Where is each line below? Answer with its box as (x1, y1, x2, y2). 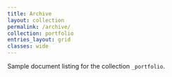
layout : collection (7, 17, 65, 24)
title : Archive (7, 10, 52, 17)
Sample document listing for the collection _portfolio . (7, 62, 166, 70)
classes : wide (7, 43, 49, 50)
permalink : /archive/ (7, 23, 71, 30)
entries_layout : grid (7, 36, 71, 43)
